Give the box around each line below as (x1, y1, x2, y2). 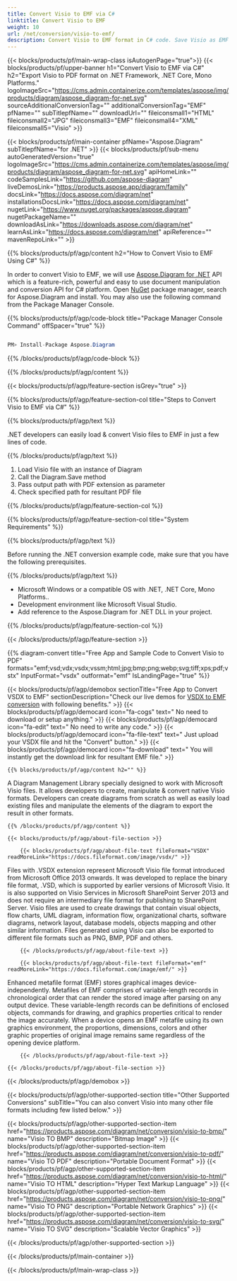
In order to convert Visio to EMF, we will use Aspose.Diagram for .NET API (7, 270, 222, 279)
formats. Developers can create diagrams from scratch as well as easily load (7, 794, 230, 802)
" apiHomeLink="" (143, 168, 197, 176)
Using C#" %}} (7, 256, 51, 265)
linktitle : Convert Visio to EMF (7, 17, 106, 24)
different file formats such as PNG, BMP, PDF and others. (7, 934, 174, 942)
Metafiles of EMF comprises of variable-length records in (51, 986, 219, 994)
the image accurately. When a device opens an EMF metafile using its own (7, 1016, 224, 1024)
